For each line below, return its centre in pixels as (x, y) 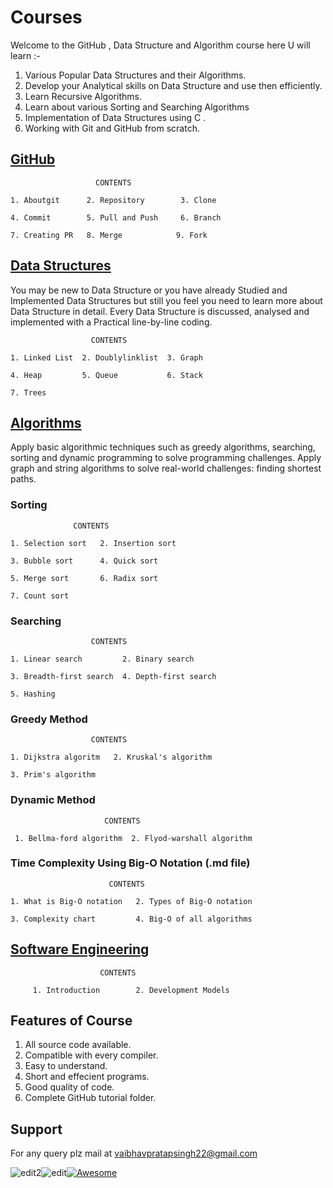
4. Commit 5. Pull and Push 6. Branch (116, 217)
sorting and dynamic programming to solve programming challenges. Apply (166, 458)
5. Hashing (33, 694)
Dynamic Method (53, 800)
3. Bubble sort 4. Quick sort (84, 561)
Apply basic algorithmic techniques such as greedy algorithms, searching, (163, 447)
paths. (23, 479)
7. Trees (28, 392)
